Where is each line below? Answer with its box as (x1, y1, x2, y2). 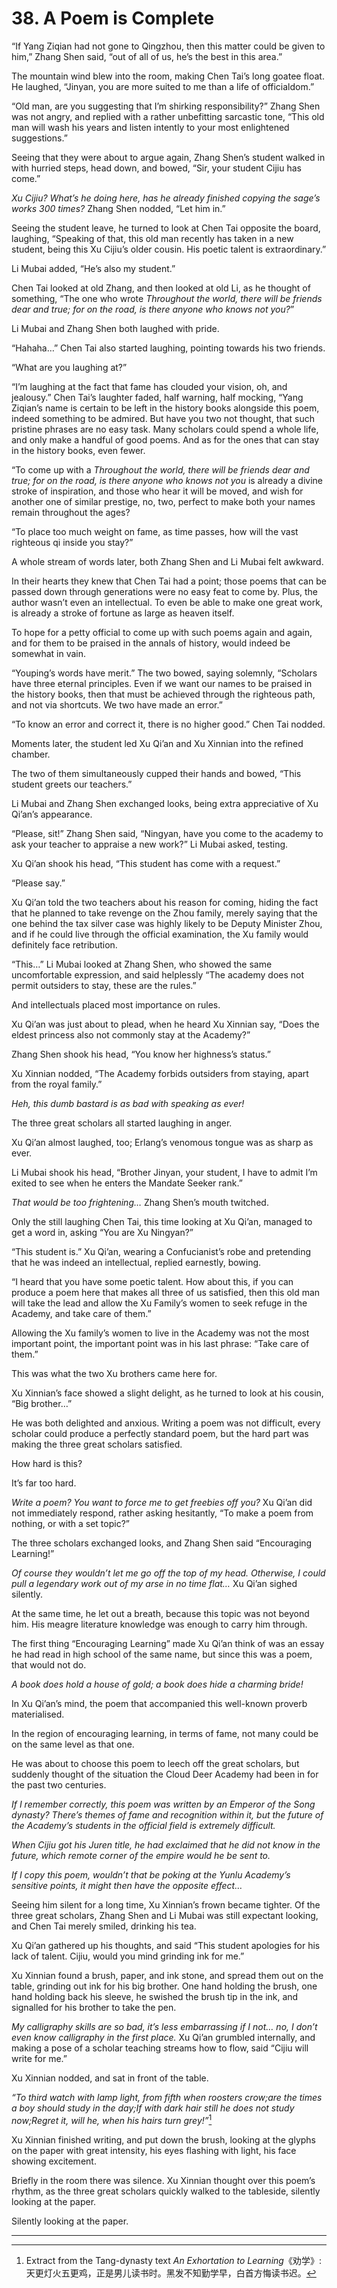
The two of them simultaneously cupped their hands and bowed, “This (11, 767, 302, 779)
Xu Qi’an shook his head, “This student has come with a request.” (11, 857, 281, 869)
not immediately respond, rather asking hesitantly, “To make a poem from (11, 1507, 314, 1519)
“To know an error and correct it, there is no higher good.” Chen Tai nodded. (11, 718, 326, 730)
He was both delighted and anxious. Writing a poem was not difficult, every (11, 1417, 321, 1429)
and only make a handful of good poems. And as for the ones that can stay (11, 433, 320, 446)
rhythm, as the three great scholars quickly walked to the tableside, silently (11, 2185, 321, 2197)
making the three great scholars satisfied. (11, 1438, 183, 1450)
